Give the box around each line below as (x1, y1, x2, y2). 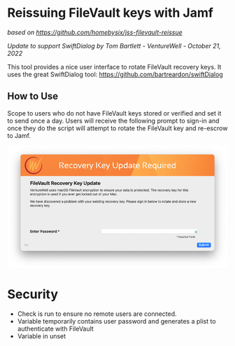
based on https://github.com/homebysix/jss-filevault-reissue (7, 28, 183, 36)
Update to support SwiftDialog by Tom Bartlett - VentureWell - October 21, (7, 41, 222, 50)
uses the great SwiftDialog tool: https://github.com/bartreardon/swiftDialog (7, 70, 224, 78)
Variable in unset (17, 331, 66, 340)
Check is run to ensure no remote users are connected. (17, 310, 177, 318)
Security (7, 286, 58, 303)
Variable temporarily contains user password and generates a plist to (17, 317, 216, 325)
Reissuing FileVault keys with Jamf (7, 5, 213, 21)
